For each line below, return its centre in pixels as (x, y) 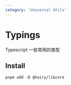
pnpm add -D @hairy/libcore (35, 77)
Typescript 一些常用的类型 (33, 50)
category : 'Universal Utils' (36, 10)
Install (15, 66)
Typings (23, 35)
